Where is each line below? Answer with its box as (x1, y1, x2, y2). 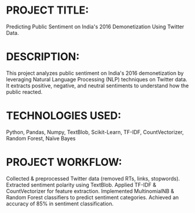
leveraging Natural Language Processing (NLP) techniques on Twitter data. (6, 76, 188, 83)
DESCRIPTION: (6, 50, 80, 64)
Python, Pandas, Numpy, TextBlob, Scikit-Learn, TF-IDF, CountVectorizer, (6, 128, 184, 136)
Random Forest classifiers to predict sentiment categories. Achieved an (6, 194, 179, 201)
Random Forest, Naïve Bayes (6, 135, 76, 142)
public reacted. (6, 88, 43, 95)
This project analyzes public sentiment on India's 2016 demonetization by (6, 69, 184, 77)
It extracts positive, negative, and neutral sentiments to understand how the (6, 82, 189, 89)
